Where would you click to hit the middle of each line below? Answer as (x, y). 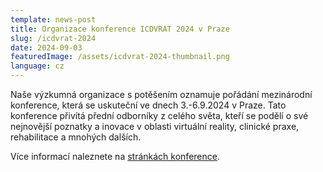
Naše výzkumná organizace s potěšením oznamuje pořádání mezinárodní (161, 94)
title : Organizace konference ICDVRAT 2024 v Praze (120, 29)
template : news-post (53, 19)
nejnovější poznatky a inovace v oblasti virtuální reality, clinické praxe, (155, 126)
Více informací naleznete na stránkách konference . (115, 156)
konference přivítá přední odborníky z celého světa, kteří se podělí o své (159, 115)
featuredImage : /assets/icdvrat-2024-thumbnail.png (120, 57)
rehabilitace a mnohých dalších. (76, 137)
